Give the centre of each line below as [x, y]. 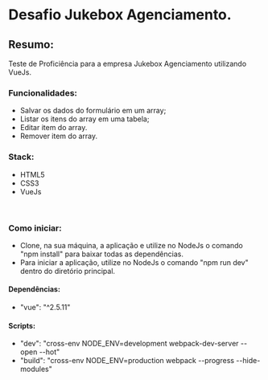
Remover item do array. [59, 136]
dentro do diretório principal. [67, 271]
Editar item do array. [54, 128]
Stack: [21, 157]
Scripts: [22, 325]
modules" [36, 369]
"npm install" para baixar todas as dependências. [101, 254]
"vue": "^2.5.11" [45, 308]
